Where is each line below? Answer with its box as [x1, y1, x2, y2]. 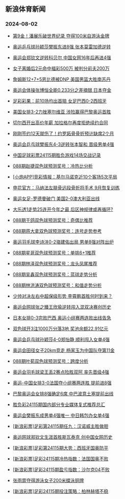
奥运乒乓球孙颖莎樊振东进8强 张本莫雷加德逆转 [12, 43, 111, 49]
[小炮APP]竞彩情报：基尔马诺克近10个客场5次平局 [12, 173, 117, 180]
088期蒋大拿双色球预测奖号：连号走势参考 [12, 228, 102, 234]
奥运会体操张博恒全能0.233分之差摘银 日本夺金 [12, 87, 112, 93]
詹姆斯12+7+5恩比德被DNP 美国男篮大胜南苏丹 [12, 76, 111, 82]
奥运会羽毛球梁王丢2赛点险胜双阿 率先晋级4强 [12, 369, 110, 375]
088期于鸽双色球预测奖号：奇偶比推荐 [12, 217, 93, 223]
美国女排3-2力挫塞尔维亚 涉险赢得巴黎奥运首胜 [12, 109, 111, 115]
